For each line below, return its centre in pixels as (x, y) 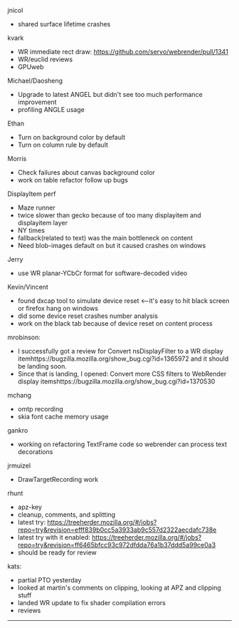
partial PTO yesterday (49, 580)
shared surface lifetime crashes (64, 24)
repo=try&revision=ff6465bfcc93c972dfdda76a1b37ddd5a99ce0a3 (117, 545)
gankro (18, 430)
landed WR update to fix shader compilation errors (91, 603)
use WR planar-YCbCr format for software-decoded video (102, 273)
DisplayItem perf (32, 194)
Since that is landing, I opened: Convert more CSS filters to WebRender (122, 374)
